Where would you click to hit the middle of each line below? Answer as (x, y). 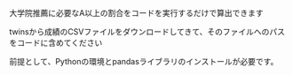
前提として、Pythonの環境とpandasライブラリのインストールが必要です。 (144, 61)
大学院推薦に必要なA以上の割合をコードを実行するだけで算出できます (136, 13)
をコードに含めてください (56, 43)
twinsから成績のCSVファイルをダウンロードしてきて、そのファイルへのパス (147, 32)
